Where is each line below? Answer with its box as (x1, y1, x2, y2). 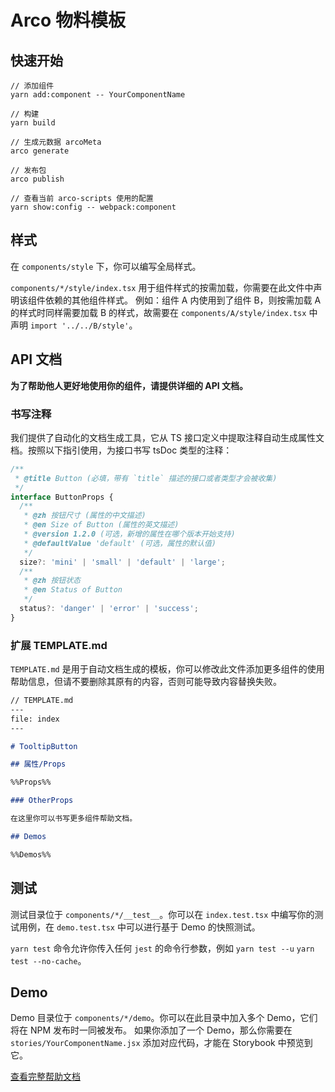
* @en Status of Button (23, 585, 123, 595)
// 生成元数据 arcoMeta (10, 137, 102, 147)
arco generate (10, 146, 70, 156)
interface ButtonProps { (10, 492, 114, 502)
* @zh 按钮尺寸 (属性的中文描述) (23, 511, 147, 521)
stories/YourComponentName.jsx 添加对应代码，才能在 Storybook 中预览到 (10, 1037, 313, 1049)
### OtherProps (10, 796, 74, 806)
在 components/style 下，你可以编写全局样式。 (10, 260, 202, 272)
